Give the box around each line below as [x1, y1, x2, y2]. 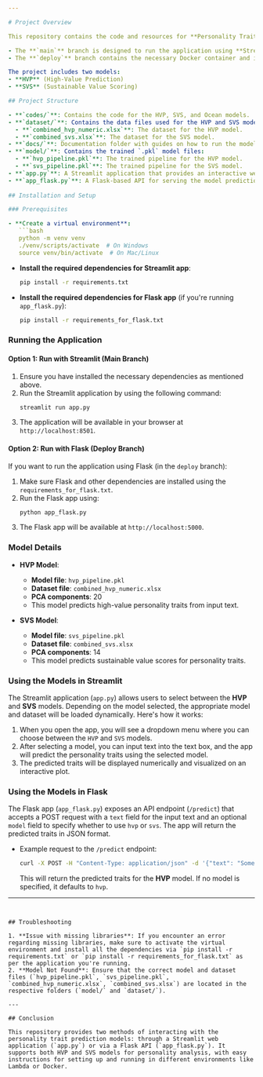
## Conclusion [8, 1014, 55, 1023]
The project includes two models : [8, 68, 121, 76]
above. [19, 380, 42, 389]
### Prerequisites [8, 206, 68, 214]
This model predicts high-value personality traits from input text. [31, 600, 240, 609]
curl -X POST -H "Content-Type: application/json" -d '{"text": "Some [19, 860, 255, 867]
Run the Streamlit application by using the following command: [19, 388, 222, 397]
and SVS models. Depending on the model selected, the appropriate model [8, 702, 250, 711]
